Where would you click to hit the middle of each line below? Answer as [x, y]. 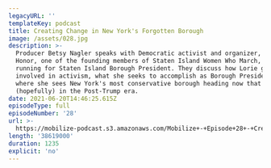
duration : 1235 [34, 143]
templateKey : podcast [45, 23]
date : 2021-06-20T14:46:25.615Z [63, 99]
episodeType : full [39, 106]
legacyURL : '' [32, 16]
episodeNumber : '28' [43, 114]
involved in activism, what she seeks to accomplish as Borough [126, 76]
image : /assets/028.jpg [48, 38]
